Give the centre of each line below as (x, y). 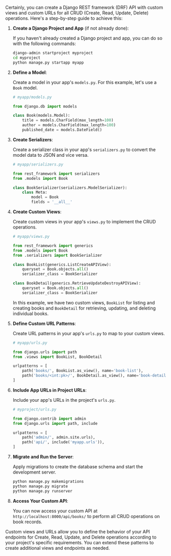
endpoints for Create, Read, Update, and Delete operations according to (81, 537)
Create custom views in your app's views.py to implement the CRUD (84, 222)
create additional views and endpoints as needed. (58, 548)
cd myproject (27, 58)
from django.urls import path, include (55, 423)
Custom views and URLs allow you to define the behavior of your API (78, 531)
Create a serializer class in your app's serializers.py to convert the (84, 149)
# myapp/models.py (32, 97)
